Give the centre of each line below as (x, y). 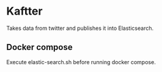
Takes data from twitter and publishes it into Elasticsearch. (80, 28)
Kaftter (24, 11)
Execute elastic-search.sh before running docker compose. (81, 62)
